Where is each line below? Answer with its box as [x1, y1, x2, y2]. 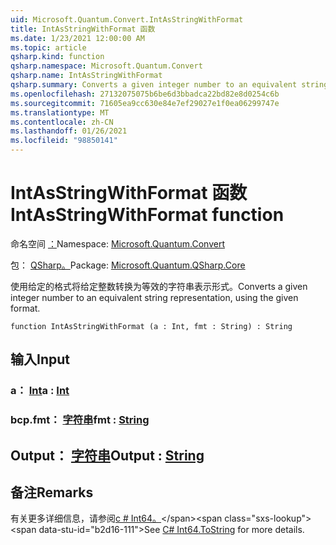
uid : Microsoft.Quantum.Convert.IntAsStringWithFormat [10, 14, 244, 25]
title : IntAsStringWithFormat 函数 [10, 24, 156, 34]
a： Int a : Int [10, 384, 70, 398]
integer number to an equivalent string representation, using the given [10, 291, 299, 303]
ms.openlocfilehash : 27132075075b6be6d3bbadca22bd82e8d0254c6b [10, 89, 280, 99]
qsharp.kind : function [10, 52, 105, 62]
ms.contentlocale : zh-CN [10, 117, 114, 127]
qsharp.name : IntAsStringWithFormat [10, 71, 163, 81]
